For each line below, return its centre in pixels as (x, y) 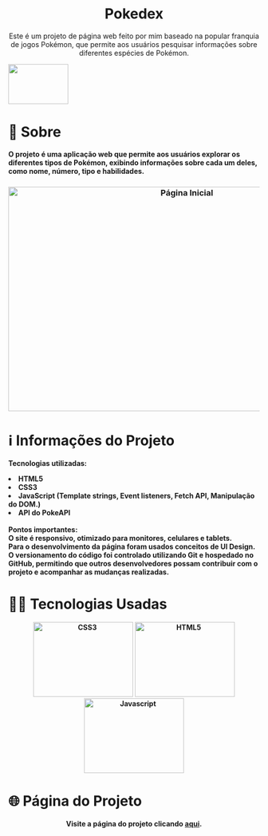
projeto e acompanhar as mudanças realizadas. (89, 572)
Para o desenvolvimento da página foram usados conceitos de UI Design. (132, 546)
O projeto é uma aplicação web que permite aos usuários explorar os (124, 154)
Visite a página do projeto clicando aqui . (134, 823)
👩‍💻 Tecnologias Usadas (88, 604)
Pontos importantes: (43, 529)
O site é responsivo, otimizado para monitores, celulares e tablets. (120, 538)
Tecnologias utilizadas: (48, 463)
